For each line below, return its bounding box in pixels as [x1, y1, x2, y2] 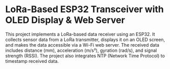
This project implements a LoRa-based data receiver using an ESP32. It [5, 31, 155, 37]
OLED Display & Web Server [5, 14, 125, 26]
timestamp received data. [5, 58, 59, 64]
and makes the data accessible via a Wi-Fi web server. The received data [5, 42, 160, 48]
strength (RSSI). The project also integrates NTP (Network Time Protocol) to [5, 52, 165, 59]
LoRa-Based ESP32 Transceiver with [5, 4, 164, 15]
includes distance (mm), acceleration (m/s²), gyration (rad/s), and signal [5, 47, 157, 53]
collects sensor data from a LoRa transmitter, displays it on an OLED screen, [5, 37, 165, 43]
